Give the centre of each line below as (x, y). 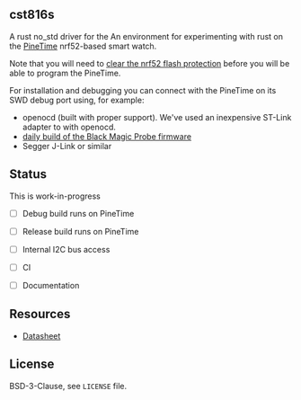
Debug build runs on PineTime (78, 213)
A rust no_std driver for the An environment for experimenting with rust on (146, 36)
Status (28, 174)
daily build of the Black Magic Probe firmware (106, 136)
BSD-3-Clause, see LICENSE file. (68, 386)
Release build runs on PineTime (80, 231)
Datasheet (41, 335)
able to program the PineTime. (65, 73)
